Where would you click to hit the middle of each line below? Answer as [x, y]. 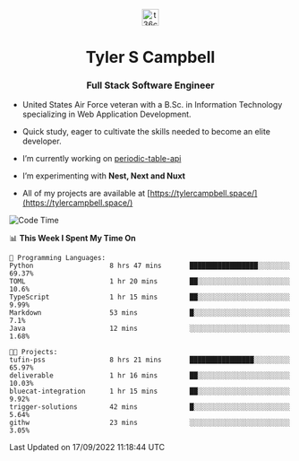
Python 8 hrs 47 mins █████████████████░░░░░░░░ [150, 266]
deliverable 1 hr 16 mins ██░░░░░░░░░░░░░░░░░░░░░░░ [150, 376]
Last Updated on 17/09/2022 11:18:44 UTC [87, 448]
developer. [42, 141]
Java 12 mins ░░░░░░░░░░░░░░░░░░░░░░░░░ [150, 329]
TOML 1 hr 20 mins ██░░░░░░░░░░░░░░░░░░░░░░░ [150, 282]
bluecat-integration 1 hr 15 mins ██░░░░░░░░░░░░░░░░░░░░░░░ [150, 391]
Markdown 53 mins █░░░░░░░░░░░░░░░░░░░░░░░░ [150, 313]
